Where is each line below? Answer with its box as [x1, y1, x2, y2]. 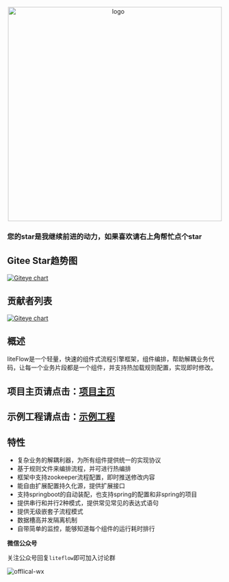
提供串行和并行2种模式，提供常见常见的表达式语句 [16, 498, 159, 507]
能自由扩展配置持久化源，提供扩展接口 [16, 481, 125, 489]
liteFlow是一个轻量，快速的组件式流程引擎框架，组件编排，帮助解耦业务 [7, 355, 208, 363]
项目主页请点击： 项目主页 [7, 385, 115, 397]
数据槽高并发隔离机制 [16, 516, 77, 524]
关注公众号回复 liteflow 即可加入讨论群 [7, 553, 116, 561]
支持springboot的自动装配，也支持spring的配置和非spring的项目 [16, 490, 198, 498]
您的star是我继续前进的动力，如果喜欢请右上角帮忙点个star [7, 232, 202, 241]
